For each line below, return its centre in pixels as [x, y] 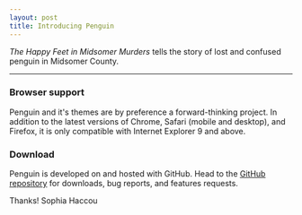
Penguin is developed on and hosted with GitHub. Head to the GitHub [138, 174]
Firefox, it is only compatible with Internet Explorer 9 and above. [128, 131]
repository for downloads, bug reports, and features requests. [124, 184]
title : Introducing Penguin [62, 26]
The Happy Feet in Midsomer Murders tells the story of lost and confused [145, 51]
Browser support [47, 92]
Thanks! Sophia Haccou [53, 201]
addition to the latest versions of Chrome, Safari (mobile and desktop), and [147, 121]
